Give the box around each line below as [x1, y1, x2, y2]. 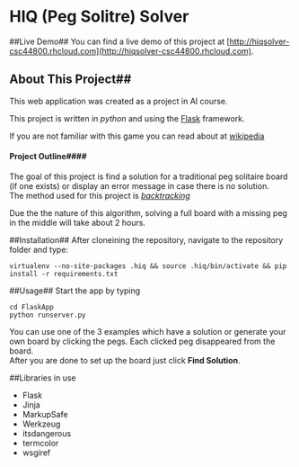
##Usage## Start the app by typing [9, 285, 141, 296]
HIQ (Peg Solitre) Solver [9, 6, 189, 27]
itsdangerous [22, 427, 72, 438]
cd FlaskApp [9, 302, 54, 311]
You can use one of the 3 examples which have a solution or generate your [9, 326, 286, 337]
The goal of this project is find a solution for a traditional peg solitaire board [9, 171, 288, 182]
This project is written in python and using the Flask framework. [9, 112, 245, 123]
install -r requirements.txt [9, 269, 119, 278]
